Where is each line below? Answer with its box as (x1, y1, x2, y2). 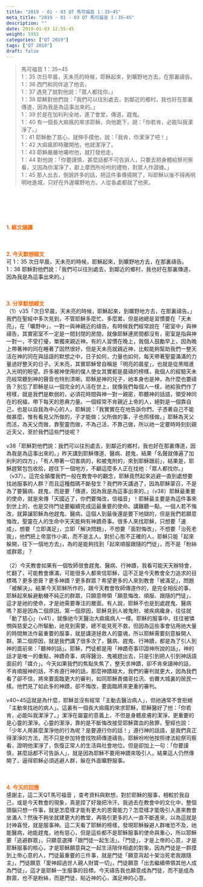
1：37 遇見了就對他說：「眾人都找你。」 (21, 88, 116, 95)
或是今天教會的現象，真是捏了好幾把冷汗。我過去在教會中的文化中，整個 (16, 798, 197, 806)
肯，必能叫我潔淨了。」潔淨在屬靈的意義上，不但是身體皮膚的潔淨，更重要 (6, 711, 189, 719)
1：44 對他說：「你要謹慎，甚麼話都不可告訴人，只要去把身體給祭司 (21, 156, 188, 163)
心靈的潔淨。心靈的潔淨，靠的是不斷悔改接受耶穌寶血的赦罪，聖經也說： (11, 719, 192, 726)
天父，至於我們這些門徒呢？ (11, 428, 80, 435)
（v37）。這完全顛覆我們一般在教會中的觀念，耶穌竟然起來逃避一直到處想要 (6, 472, 193, 479)
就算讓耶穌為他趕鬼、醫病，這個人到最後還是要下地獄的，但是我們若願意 (16, 510, 197, 517)
